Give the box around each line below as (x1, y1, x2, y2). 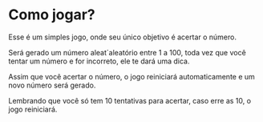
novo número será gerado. (8, 80, 96, 90)
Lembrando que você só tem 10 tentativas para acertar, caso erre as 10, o (8, 96, 251, 105)
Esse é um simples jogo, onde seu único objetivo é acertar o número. (8, 32, 237, 42)
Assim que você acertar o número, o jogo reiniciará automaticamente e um (8, 71, 255, 81)
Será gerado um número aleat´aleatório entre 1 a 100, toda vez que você (8, 47, 246, 57)
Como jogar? (8, 6, 96, 24)
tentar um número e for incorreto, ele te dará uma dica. (8, 56, 190, 66)
